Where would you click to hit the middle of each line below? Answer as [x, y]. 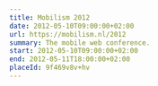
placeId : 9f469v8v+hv [50, 68]
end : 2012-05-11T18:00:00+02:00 [70, 59]
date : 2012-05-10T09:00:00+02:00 [72, 26]
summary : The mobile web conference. [80, 43]
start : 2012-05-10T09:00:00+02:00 [74, 51]
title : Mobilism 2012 [50, 17]
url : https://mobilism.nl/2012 [68, 34]
